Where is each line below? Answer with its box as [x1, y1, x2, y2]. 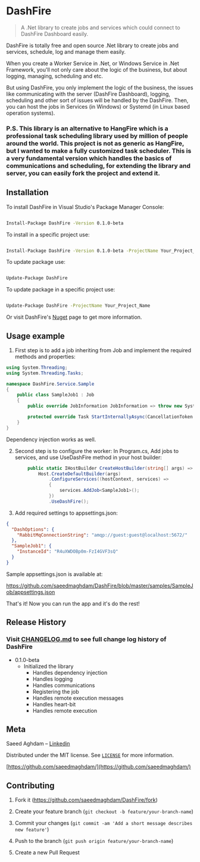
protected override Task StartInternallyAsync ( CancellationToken [27, 414, 193, 420]
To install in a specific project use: [6, 231, 90, 238]
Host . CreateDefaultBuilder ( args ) [37, 470, 121, 477]
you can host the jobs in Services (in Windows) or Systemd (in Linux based [6, 103, 190, 110]
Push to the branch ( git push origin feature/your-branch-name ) [14, 838, 174, 845]
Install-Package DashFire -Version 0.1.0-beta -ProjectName [6, 248, 159, 254]
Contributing [6, 780, 55, 790]
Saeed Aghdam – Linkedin [6, 740, 70, 747]
